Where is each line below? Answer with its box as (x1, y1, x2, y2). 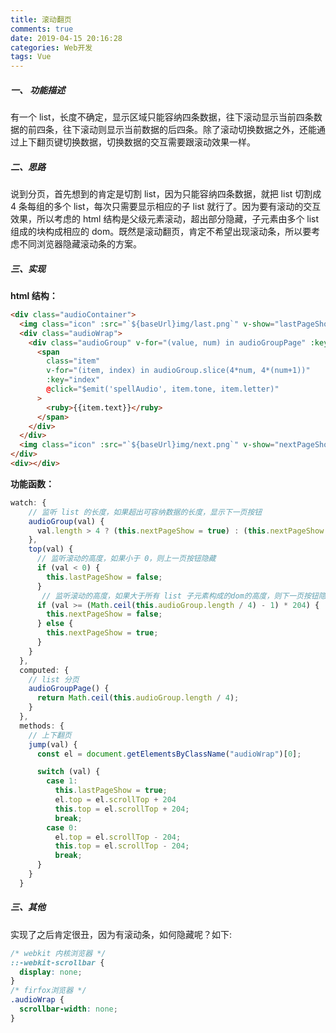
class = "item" (46, 356, 101, 366)
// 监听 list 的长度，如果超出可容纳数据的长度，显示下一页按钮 (28, 507, 263, 517)
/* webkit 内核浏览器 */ (10, 948, 107, 958)
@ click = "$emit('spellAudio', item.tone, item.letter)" (46, 384, 280, 395)
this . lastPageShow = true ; (54, 786, 168, 796)
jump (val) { (28, 739, 78, 750)
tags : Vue (10, 52, 52, 62)
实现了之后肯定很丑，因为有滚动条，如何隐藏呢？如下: (10, 928, 233, 940)
